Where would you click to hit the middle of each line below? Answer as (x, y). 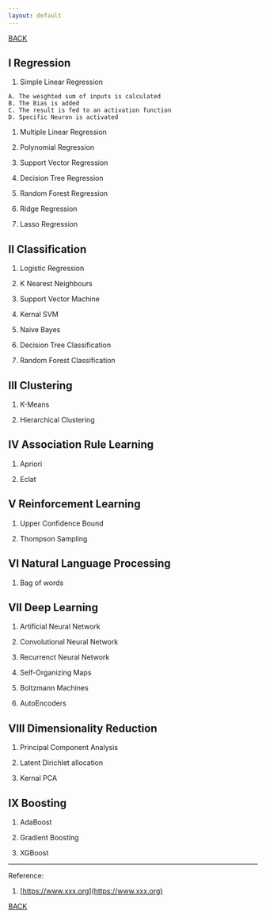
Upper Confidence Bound (61, 523)
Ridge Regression (48, 209)
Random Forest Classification (68, 361)
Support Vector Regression (64, 163)
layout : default (35, 15)
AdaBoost (36, 822)
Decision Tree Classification (65, 345)
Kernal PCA (38, 778)
